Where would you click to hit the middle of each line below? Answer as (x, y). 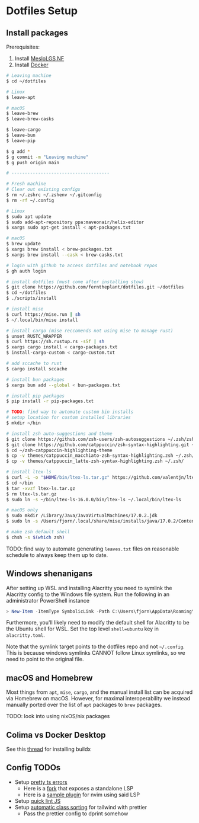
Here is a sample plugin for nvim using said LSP (82, 795)
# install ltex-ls (29, 472)
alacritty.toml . (26, 635)
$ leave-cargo (24, 130)
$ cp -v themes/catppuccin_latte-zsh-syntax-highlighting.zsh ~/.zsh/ (95, 461)
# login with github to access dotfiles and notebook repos (82, 265)
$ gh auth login (26, 271)
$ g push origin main (33, 162)
